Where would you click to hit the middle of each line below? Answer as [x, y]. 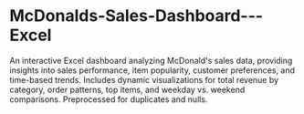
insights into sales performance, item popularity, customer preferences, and [152, 70]
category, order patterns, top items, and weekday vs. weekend [127, 89]
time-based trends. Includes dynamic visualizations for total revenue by [144, 79]
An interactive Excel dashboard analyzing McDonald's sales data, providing [151, 60]
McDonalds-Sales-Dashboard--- [136, 16]
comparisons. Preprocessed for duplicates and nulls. [109, 99]
